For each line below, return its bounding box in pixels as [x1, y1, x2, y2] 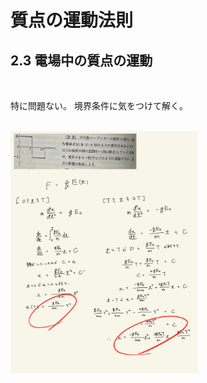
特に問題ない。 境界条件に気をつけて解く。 [10, 100, 188, 111]
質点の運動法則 [10, 9, 134, 32]
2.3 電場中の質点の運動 [10, 52, 153, 69]
